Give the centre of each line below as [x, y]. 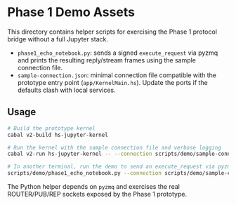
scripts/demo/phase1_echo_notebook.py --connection [84, 173]
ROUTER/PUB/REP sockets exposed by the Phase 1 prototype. [97, 194]
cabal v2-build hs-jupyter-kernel [58, 135]
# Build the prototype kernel [52, 128]
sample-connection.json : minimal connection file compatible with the [117, 75]
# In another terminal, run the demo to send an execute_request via [111, 167]
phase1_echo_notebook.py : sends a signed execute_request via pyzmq [118, 53]
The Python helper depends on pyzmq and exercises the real [94, 186]
